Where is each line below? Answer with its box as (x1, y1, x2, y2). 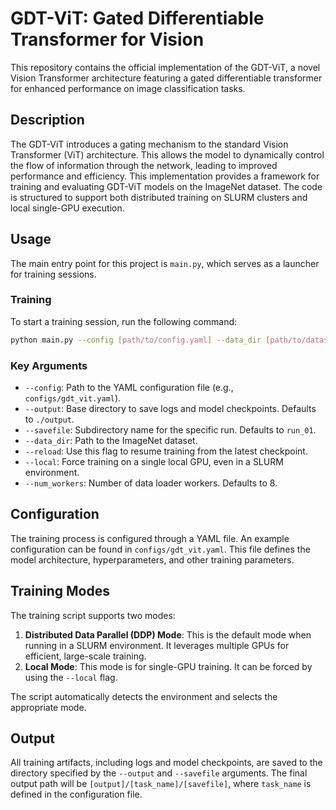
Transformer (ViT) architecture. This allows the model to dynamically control (10, 148, 325, 161)
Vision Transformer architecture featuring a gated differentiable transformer (10, 72, 323, 84)
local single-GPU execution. (10, 202, 125, 214)
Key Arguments (10, 358, 88, 372)
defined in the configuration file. (10, 788, 143, 801)
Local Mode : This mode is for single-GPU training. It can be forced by (24, 660, 313, 672)
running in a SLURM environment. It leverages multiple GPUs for (24, 639, 290, 651)
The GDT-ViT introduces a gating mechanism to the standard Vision (10, 138, 289, 150)
